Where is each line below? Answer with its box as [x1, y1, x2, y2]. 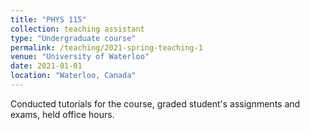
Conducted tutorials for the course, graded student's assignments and [10, 97, 301, 110]
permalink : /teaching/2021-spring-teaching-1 [10, 42, 203, 53]
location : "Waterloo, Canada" [10, 71, 137, 81]
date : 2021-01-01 [10, 61, 83, 71]
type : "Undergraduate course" [10, 33, 137, 43]
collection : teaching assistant [10, 24, 145, 34]
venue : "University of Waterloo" [10, 52, 150, 62]
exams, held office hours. [10, 108, 115, 120]
